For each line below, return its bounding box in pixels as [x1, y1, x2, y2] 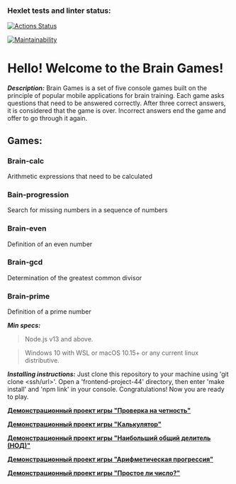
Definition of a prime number [7, 307, 91, 316]
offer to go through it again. [7, 114, 88, 123]
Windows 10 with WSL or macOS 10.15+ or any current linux [24, 348, 199, 357]
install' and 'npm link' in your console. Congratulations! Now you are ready [7, 385, 225, 394]
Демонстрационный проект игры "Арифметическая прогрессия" [7, 455, 214, 463]
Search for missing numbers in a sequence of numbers [7, 206, 168, 214]
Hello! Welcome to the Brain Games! [7, 60, 224, 77]
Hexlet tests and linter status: [7, 6, 111, 16]
